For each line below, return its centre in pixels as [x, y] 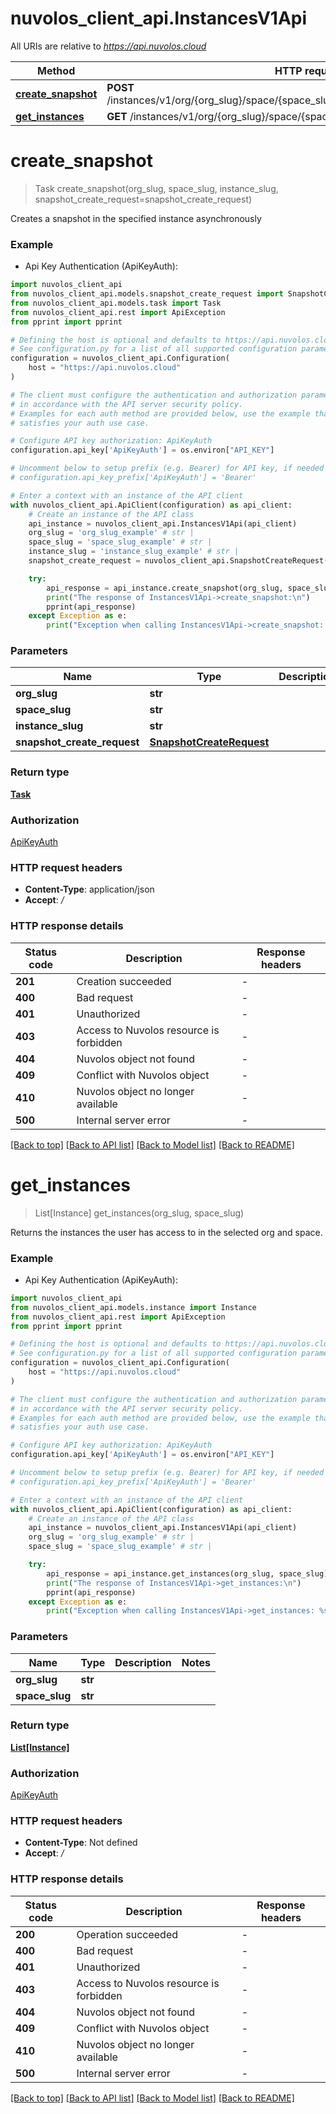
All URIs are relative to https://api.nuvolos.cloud [108, 46]
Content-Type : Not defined [81, 1843]
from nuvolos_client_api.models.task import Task [116, 303]
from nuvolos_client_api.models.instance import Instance [133, 1307]
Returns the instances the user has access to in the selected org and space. [166, 1232]
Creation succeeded [124, 981]
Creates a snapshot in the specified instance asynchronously [136, 218]
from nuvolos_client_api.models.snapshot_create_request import [147, 294]
